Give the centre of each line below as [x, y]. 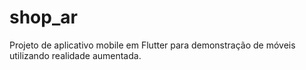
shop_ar [43, 17]
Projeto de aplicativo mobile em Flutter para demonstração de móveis [152, 45]
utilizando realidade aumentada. [75, 55]
